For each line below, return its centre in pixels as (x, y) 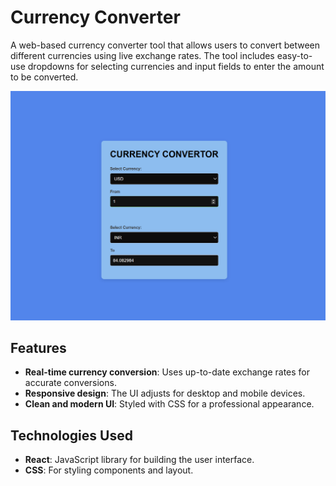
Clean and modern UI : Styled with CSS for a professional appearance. (169, 404)
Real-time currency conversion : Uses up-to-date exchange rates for (167, 372)
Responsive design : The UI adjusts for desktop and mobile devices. (165, 393)
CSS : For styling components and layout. (109, 470)
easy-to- (294, 55)
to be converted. (44, 77)
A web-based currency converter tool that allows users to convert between (165, 45)
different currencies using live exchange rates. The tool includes (142, 55)
